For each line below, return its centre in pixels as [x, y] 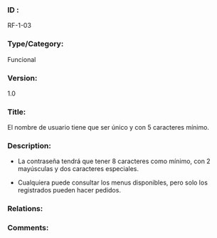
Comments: [28, 228]
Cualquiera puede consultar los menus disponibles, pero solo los [113, 182]
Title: [17, 112]
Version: [22, 78]
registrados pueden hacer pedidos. [69, 190]
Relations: [25, 209]
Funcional [22, 59]
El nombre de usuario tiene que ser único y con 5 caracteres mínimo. [108, 128]
